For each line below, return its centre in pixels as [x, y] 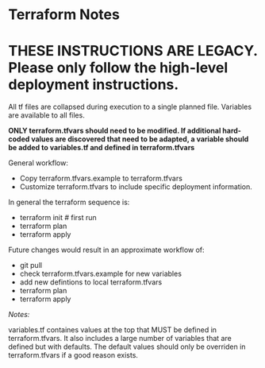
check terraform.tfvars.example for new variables [101, 274]
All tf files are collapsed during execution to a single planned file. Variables [130, 107]
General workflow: [38, 163]
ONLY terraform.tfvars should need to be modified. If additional [115, 131]
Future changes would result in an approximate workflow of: [106, 250]
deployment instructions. [94, 85]
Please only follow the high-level [118, 68]
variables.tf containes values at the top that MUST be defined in [112, 330]
